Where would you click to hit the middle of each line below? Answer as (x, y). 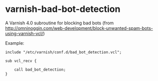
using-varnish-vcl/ (24, 33)
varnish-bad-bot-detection (63, 9)
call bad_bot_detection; (40, 70)
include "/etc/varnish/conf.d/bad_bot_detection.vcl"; (63, 52)
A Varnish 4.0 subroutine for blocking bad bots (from (59, 23)
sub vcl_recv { (21, 61)
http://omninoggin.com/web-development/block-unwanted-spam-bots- (79, 28)
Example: (15, 43)
